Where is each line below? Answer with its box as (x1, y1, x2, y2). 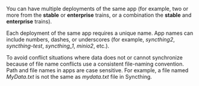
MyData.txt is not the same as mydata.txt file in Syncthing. (6, 73, 153, 80)
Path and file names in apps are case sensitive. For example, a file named (6, 67, 189, 74)
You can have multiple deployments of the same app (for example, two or (6, 5, 189, 12)
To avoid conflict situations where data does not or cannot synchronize (6, 54, 183, 61)
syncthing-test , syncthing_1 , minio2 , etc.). (6, 42, 110, 49)
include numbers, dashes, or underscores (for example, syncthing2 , (6, 36, 175, 43)
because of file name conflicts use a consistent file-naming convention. (6, 60, 185, 67)
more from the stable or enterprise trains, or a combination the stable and (6, 11, 192, 19)
